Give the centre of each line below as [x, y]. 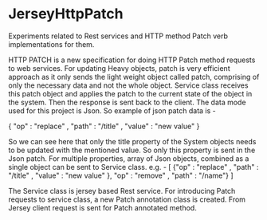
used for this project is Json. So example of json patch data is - [112, 110]
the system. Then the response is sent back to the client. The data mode [127, 102]
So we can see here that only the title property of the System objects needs [132, 141]
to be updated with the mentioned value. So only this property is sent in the [132, 150]
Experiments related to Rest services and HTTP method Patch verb [118, 36]
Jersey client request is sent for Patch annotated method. [102, 207]
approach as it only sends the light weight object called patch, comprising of [134, 77]
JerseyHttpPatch [66, 14]
